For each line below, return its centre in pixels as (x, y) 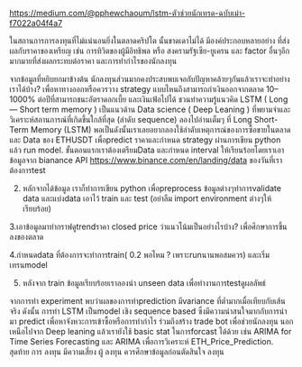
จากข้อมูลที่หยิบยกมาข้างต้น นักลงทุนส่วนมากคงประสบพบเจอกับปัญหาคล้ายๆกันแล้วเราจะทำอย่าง (150, 79)
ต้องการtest (28, 170)
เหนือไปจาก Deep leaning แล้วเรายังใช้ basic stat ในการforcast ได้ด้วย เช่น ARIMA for (151, 331)
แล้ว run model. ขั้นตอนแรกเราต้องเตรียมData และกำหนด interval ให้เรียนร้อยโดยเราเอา (147, 150)
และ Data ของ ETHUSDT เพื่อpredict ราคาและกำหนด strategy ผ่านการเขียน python (145, 140)
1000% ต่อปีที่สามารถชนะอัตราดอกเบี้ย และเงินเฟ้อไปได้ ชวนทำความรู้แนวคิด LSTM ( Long (149, 99)
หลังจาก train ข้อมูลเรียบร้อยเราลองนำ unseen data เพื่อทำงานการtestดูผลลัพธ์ (144, 283)
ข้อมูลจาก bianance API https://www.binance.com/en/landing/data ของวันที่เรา (146, 160)
